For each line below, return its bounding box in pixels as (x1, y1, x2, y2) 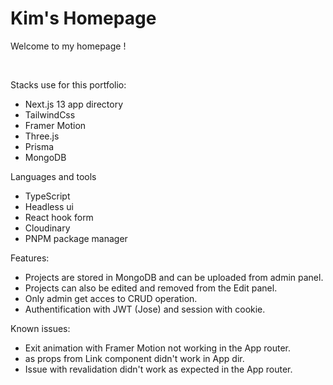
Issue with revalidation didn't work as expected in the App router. (24, 363, 293, 375)
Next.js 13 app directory (24, 98, 124, 110)
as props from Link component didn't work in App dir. (24, 352, 245, 364)
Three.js (24, 130, 60, 142)
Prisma (24, 140, 55, 152)
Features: (10, 252, 50, 264)
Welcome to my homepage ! (10, 40, 127, 52)
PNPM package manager (24, 232, 128, 244)
